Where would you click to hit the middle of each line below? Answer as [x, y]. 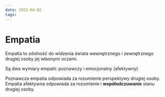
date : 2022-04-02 [23, 10]
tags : [11, 15]
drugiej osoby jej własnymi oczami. [42, 59]
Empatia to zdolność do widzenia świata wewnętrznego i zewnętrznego [79, 54]
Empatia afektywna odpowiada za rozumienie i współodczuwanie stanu [80, 84]
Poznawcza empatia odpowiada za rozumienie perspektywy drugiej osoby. [83, 78]
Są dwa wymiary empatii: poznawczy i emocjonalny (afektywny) [72, 69]
